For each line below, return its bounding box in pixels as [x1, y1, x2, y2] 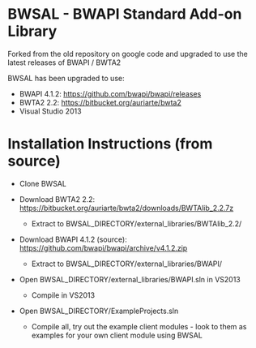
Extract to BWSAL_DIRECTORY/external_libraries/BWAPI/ [31, 259, 223, 269]
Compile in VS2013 [31, 290, 95, 300]
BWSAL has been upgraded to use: [7, 73, 125, 83]
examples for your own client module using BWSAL [31, 330, 203, 340]
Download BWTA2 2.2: [19, 194, 96, 204]
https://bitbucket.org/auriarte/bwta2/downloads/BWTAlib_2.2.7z [19, 203, 234, 213]
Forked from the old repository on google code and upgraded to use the [7, 49, 248, 58]
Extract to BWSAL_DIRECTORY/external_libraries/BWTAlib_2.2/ [31, 218, 242, 228]
